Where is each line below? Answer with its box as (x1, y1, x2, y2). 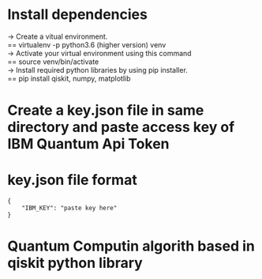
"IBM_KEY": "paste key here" (21, 204, 118, 213)
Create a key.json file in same (7, 101, 204, 119)
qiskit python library (7, 254, 143, 272)
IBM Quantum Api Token (7, 135, 170, 153)
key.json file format (7, 172, 137, 189)
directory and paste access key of (7, 119, 235, 136)
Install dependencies (7, 6, 148, 24)
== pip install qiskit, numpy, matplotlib (7, 74, 131, 83)
